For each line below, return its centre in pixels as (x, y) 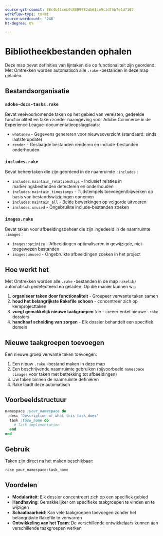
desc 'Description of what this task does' (54, 416)
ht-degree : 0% (19, 23)
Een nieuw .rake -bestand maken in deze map (58, 364)
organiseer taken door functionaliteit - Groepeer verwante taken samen (85, 296)
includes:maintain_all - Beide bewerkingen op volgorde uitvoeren (79, 202)
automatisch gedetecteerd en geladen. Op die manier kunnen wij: (71, 287)
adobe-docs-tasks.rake (32, 104)
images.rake (19, 219)
